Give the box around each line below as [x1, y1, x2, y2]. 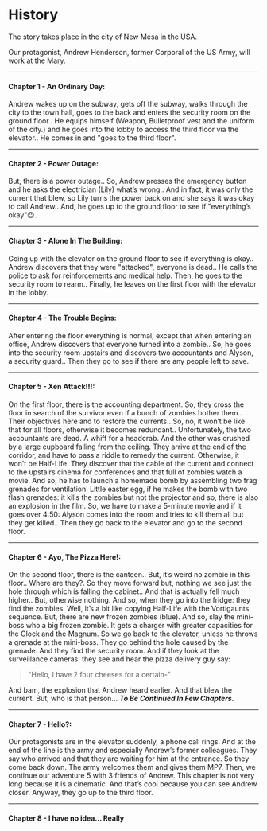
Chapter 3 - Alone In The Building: [8, 236, 123, 245]
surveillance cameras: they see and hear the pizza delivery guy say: [8, 654, 231, 664]
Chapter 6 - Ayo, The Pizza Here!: [8, 552, 122, 562]
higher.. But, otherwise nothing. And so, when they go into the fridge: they [8, 595, 251, 605]
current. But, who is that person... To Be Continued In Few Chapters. [8, 694, 234, 704]
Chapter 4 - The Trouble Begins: [8, 313, 117, 323]
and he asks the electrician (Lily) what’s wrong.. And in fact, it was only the [8, 185, 253, 194]
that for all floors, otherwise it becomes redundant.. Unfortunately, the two [8, 424, 252, 435]
